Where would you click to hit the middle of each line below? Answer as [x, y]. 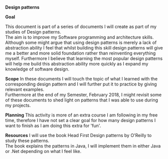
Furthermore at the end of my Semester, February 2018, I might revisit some [83, 95]
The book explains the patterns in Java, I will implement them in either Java [83, 146]
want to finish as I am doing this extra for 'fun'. [53, 125]
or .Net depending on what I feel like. [43, 151]
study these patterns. [27, 140]
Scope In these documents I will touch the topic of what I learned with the [81, 79]
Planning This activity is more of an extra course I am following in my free [81, 115]
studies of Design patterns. [33, 32]
